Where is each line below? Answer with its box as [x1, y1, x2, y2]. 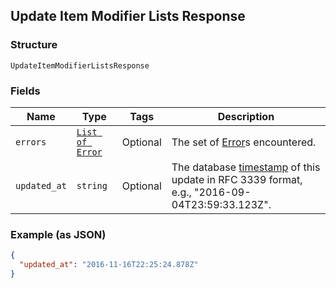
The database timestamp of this [171, 160, 321, 174]
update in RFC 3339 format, [171, 172, 303, 186]
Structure [10, 38, 58, 52]
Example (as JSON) [10, 227, 107, 241]
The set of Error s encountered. [171, 135, 317, 149]
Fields [10, 84, 41, 98]
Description [217, 109, 275, 123]
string [76, 180, 108, 191]
